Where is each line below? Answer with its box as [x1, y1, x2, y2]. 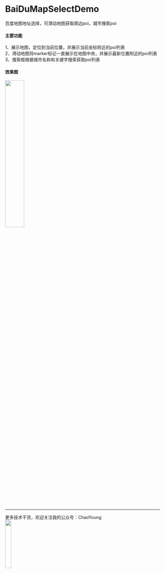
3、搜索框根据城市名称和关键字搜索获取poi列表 [5, 57, 101, 62]
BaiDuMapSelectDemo [5, 3, 99, 15]
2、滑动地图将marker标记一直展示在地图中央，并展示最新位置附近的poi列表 [5, 51, 158, 57]
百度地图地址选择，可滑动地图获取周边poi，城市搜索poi [5, 20, 117, 26]
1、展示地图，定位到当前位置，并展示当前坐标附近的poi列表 [5, 44, 125, 50]
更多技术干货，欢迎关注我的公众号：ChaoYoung [5, 514, 102, 520]
